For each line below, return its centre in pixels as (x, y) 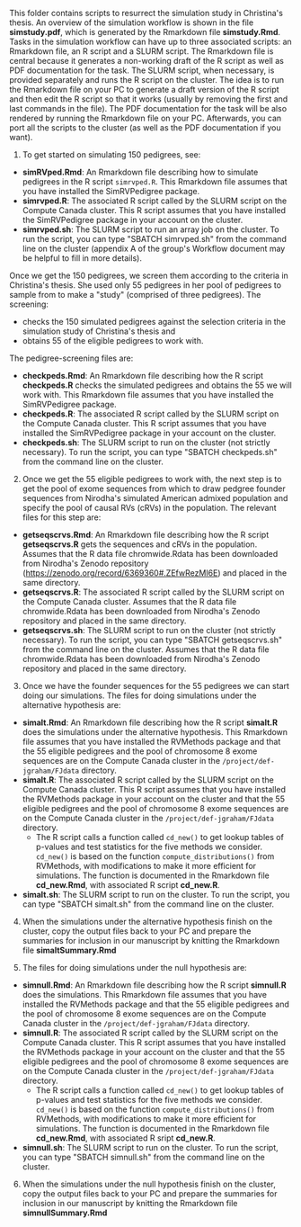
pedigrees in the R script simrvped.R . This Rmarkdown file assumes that (155, 182)
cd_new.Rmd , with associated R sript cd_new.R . (125, 1138)
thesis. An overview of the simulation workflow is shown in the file (132, 22)
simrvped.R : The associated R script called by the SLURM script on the (155, 201)
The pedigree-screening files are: (71, 358)
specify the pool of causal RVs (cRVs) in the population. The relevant (149, 508)
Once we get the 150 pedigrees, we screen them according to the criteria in (149, 275)
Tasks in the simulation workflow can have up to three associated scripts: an (150, 41)
